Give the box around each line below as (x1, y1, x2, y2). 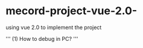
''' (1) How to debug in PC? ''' (5, 35, 78, 42)
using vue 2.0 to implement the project (5, 24, 102, 31)
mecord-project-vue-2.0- (5, 4, 138, 18)
